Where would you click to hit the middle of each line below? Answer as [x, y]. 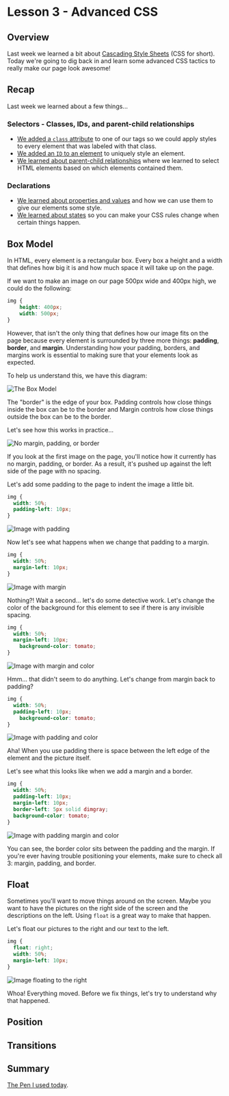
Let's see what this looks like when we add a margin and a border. [100, 771]
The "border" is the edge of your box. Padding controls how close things [109, 402]
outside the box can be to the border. [59, 416]
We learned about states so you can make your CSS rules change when [118, 215]
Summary [28, 1068]
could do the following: [39, 288]
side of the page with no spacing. [54, 471]
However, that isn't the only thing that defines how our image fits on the [108, 333]
